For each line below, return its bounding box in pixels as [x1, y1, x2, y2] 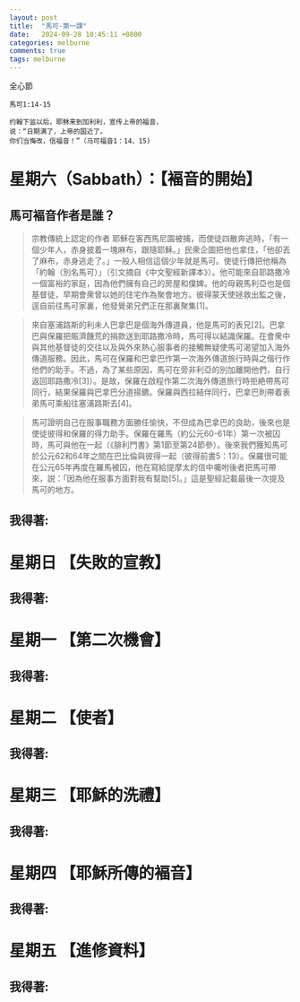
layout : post [9, 13, 58, 22]
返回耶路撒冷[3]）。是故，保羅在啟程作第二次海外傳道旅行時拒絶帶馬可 [30, 376, 289, 386]
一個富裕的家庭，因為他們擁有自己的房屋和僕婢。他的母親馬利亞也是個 [30, 278, 291, 288]
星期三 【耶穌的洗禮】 [9, 786, 170, 806]
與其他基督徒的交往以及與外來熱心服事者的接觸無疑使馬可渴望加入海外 [30, 342, 291, 353]
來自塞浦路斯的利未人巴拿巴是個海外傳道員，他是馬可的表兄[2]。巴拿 [30, 319, 286, 330]
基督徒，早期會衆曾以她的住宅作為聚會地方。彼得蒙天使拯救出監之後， [30, 289, 291, 300]
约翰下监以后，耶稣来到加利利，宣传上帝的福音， [9, 118, 163, 126]
